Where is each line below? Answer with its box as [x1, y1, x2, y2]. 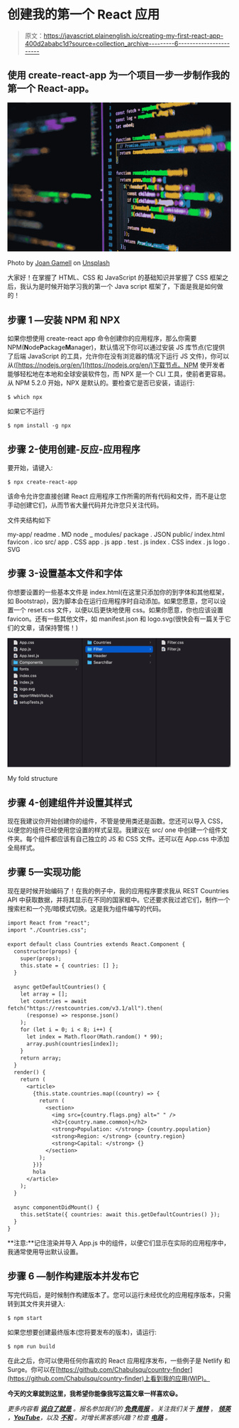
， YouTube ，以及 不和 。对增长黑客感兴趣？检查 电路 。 [7, 1413, 172, 1422]
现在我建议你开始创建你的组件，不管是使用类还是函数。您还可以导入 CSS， [7, 817, 227, 826]
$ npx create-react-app [7, 479, 78, 486]
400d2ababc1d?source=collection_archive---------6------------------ [24, 39, 230, 48]
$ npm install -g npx [7, 422, 72, 430]
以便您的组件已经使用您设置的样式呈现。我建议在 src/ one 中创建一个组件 [7, 826, 222, 834]
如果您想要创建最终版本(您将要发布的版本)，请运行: [7, 1328, 157, 1336]
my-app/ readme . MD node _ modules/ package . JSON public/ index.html [7, 531, 226, 539]
